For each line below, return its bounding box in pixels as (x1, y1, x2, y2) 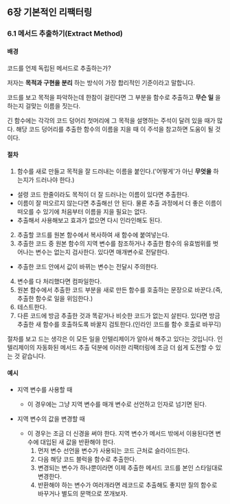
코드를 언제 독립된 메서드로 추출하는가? (7, 64, 111, 72)
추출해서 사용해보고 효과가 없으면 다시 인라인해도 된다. (16, 216, 163, 224)
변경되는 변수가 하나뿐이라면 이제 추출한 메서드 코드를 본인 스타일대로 (37, 463, 223, 472)
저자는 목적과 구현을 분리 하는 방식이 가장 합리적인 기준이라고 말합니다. (7, 78, 196, 87)
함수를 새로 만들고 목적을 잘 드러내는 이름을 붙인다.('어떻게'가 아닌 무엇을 (16, 167, 212, 175)
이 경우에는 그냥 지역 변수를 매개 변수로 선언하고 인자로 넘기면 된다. (27, 399, 207, 408)
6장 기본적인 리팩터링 (7, 6, 93, 19)
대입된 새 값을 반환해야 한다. (40, 437, 115, 446)
